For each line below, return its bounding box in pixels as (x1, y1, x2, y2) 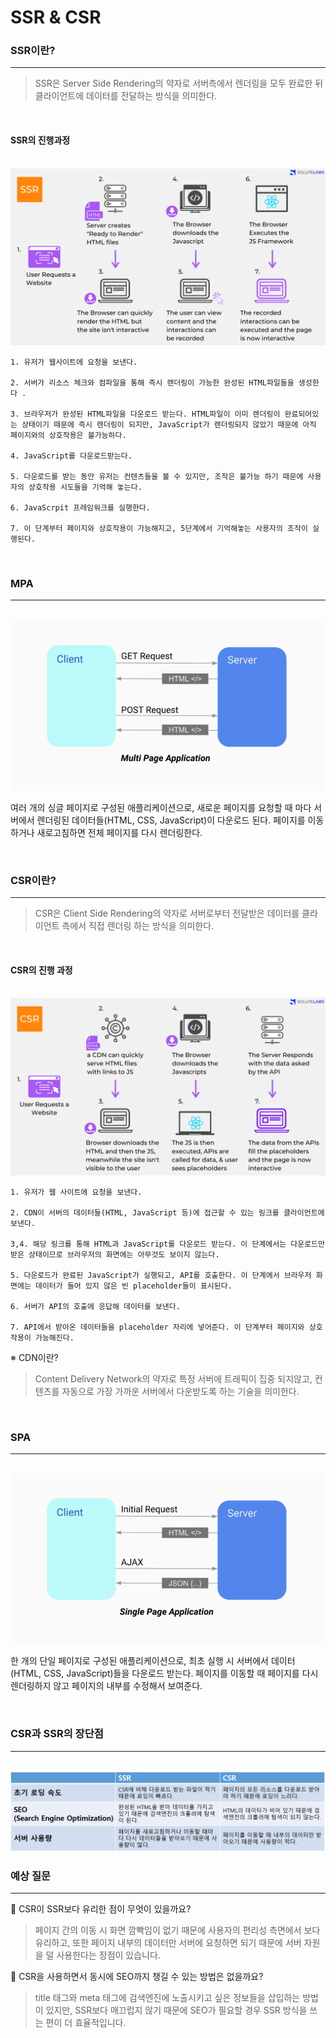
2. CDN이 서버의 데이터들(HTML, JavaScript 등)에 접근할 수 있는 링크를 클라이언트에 (10, 1207, 325, 1218)
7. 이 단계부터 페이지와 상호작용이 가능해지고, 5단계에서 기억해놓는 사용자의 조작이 (10, 524, 308, 534)
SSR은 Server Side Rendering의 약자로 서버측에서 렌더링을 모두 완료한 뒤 (34, 77, 324, 90)
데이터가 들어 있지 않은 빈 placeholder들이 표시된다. (34, 1281, 233, 1291)
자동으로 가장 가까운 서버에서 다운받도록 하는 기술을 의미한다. (61, 1385, 300, 1397)
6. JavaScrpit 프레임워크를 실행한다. (10, 503, 151, 513)
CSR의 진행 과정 (10, 964, 73, 976)
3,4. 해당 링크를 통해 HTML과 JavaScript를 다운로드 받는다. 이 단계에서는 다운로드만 (10, 1239, 325, 1249)
